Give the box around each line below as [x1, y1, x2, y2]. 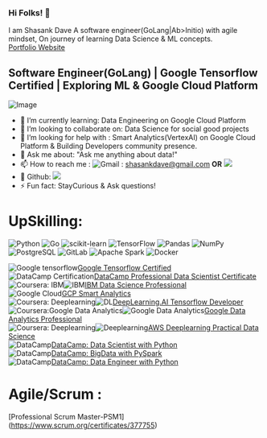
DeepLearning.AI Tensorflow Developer [112, 297, 244, 307]
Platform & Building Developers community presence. [19, 141, 198, 151]
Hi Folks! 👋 [8, 7, 51, 19]
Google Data [203, 306, 246, 316]
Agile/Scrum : [8, 386, 102, 403]
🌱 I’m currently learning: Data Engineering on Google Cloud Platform [19, 116, 247, 126]
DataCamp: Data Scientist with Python [51, 340, 179, 349]
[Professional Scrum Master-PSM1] [8, 411, 125, 421]
